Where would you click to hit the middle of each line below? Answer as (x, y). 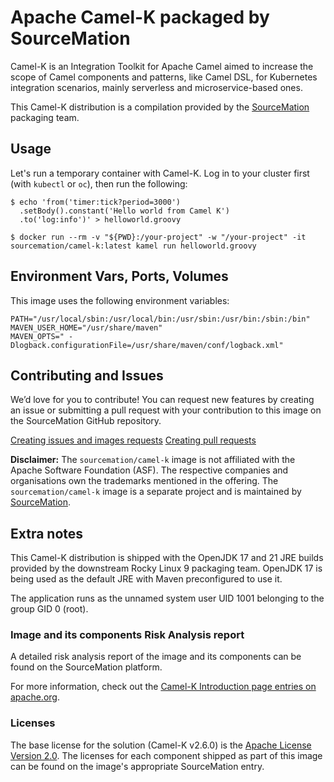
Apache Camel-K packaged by (140, 17)
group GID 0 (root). (49, 609)
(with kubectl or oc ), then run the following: (99, 183)
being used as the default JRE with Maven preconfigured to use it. (146, 579)
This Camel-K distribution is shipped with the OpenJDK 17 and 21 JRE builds (167, 558)
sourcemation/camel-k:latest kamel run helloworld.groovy (133, 246)
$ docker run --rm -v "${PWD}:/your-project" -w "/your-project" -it (158, 237)
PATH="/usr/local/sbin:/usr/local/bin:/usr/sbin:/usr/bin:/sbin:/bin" (160, 319)
